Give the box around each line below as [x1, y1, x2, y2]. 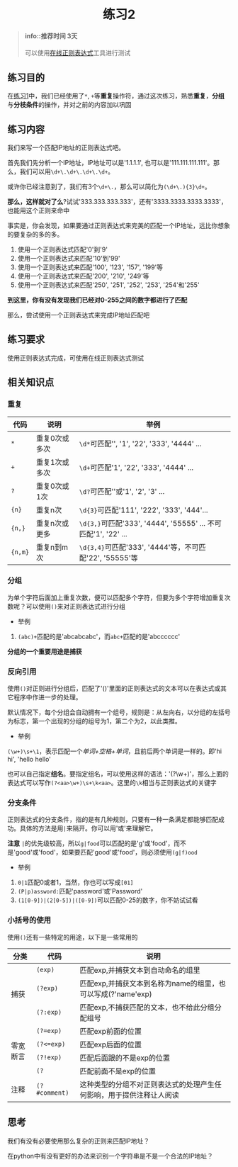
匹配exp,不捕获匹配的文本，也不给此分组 [79, 1002, 215, 1012]
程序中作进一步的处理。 [13, 693, 82, 701]
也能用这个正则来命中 [7, 206, 69, 215]
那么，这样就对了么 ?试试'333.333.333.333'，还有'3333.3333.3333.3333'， [7, 198, 228, 206]
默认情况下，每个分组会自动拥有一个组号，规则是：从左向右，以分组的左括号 [7, 708, 231, 716]
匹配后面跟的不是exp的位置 [79, 1053, 170, 1063]
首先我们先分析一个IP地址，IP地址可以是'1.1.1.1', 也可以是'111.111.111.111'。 [7, 159, 214, 167]
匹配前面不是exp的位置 [79, 1066, 156, 1076]
